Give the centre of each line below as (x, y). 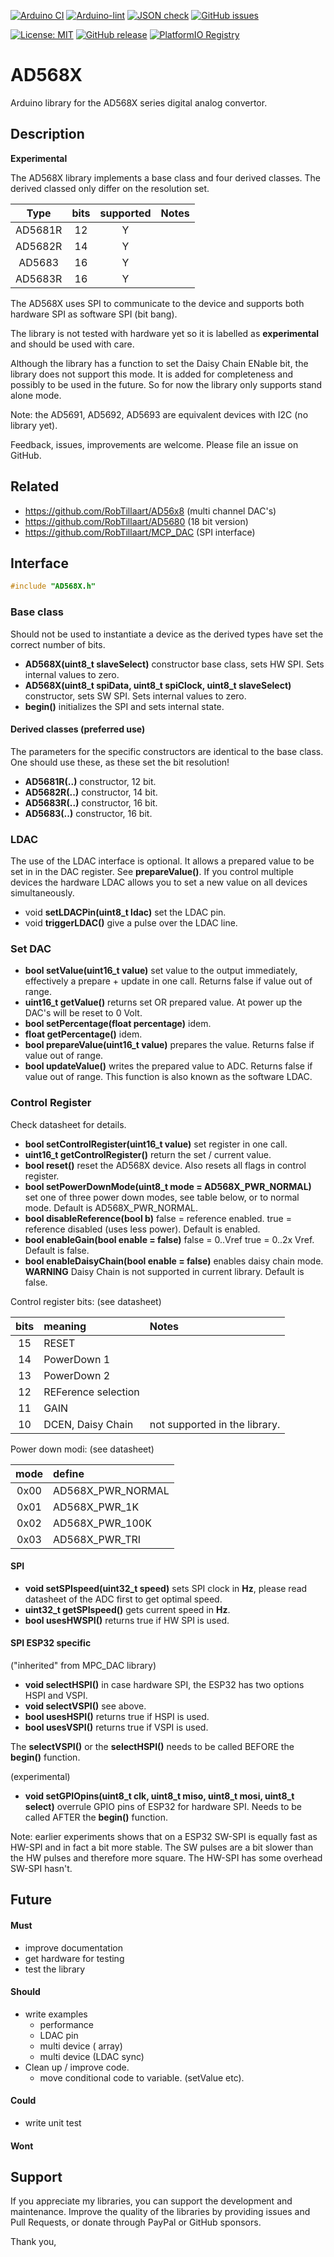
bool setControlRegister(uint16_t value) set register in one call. (156, 1144)
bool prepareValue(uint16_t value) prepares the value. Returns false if (169, 1045)
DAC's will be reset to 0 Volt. (83, 1013)
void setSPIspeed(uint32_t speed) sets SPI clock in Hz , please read (166, 1588)
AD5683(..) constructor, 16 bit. (88, 813)
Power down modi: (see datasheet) (82, 1449)
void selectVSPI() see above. (85, 1706)
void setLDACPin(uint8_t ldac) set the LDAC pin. (125, 912)
